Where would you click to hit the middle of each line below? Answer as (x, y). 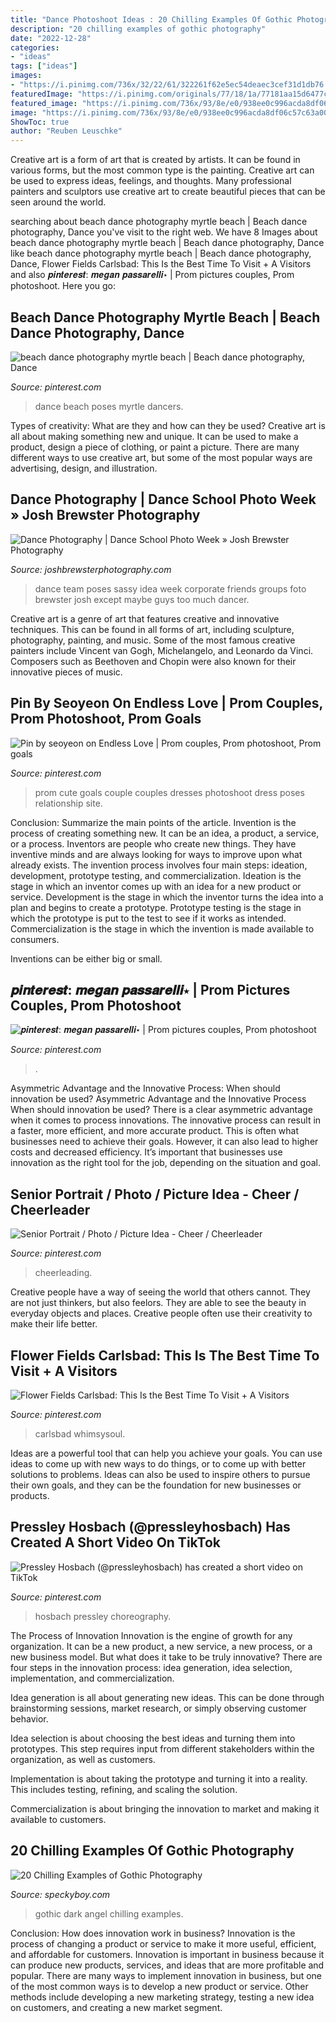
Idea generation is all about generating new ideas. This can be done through (167, 1697)
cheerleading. (63, 1273)
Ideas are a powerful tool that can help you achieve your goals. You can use (166, 1453)
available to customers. (58, 1819)
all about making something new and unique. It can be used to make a (154, 436)
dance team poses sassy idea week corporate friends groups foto (170, 588)
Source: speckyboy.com (60, 1894)
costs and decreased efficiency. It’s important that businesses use (146, 1152)
